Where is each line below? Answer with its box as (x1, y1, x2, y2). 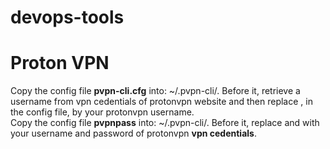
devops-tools (10, 6, 125, 29)
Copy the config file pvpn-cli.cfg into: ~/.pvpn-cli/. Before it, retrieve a (10, 85, 301, 97)
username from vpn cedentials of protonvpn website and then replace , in (10, 96, 313, 108)
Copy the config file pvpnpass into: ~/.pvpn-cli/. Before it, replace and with (10, 117, 320, 129)
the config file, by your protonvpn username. (10, 106, 195, 118)
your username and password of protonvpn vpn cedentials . (10, 127, 257, 140)
